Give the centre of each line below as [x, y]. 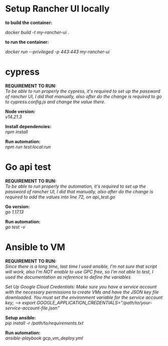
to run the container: [27, 42]
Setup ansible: [21, 317]
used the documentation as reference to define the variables [68, 277]
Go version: [18, 206]
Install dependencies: [28, 126]
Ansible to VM [35, 247]
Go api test [28, 167]
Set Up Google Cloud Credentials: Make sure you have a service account [81, 286]
